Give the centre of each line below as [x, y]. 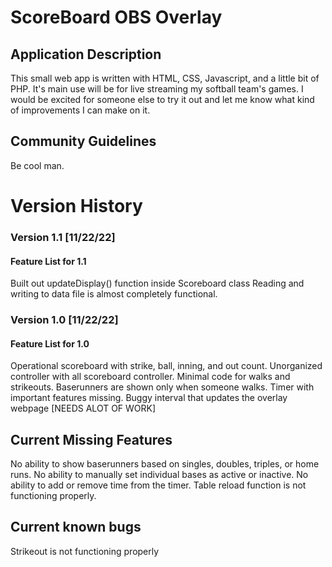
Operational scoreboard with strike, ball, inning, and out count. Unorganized [166, 366]
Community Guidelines [83, 141]
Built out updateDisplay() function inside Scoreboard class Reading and [157, 283]
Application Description [86, 54]
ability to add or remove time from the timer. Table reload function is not [158, 485]
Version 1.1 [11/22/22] [63, 237]
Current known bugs [76, 527]
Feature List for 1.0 [50, 343]
